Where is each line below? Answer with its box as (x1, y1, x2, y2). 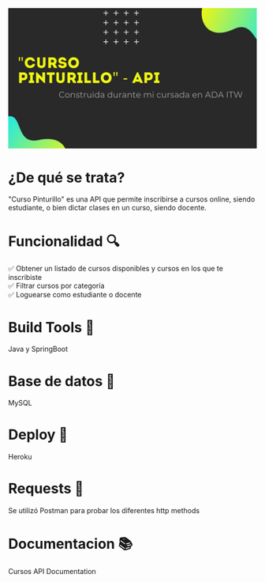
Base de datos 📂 (8, 372, 116, 390)
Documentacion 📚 (8, 535, 133, 553)
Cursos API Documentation (8, 567, 96, 576)
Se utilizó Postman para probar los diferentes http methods (8, 506, 200, 516)
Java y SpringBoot (8, 344, 69, 354)
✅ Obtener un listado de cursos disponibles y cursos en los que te (8, 264, 223, 274)
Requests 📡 (8, 480, 84, 497)
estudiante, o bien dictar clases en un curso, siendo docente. (8, 203, 207, 213)
